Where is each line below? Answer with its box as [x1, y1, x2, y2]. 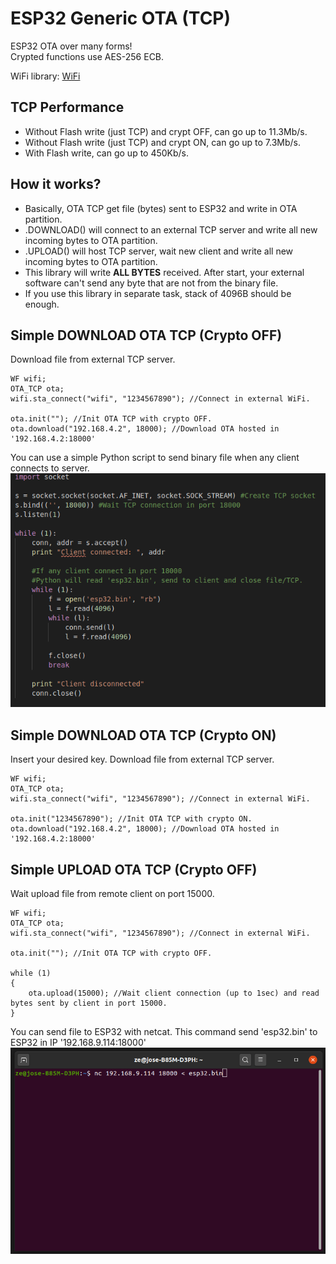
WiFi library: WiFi [10, 70, 81, 82]
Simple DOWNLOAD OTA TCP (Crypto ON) [10, 727, 277, 744]
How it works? [10, 176, 102, 193]
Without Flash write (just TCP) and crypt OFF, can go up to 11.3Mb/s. [24, 125, 308, 137]
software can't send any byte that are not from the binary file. [24, 277, 279, 289]
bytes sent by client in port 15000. [10, 998, 168, 1009]
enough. [24, 298, 60, 310]
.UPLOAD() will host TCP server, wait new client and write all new [24, 245, 294, 257]
